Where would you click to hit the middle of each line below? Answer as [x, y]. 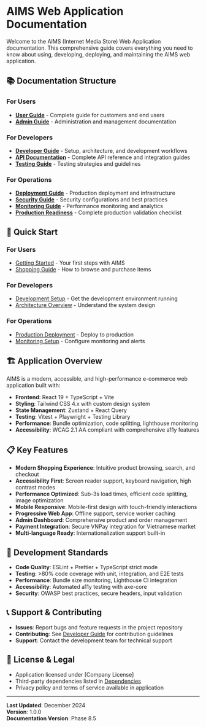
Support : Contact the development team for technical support [93, 640]
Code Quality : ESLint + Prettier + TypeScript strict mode [86, 567]
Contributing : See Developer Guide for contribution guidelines [94, 634]
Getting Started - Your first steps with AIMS [70, 263]
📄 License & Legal [41, 660]
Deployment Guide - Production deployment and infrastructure [95, 193]
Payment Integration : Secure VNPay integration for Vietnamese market [105, 527]
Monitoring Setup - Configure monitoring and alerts [80, 341]
